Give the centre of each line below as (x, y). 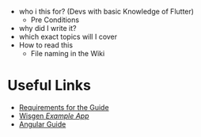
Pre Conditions (55, 20)
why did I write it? (47, 28)
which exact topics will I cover (68, 36)
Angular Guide (42, 124)
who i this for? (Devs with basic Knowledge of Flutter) (106, 11)
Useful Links (49, 86)
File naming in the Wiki (68, 53)
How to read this (46, 45)
